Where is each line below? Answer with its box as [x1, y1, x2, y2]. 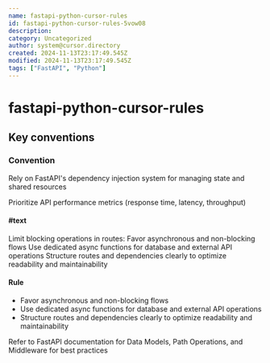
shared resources [8, 182, 67, 192]
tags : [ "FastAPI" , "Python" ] [8, 64, 106, 72]
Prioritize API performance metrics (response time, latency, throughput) [8, 197, 247, 207]
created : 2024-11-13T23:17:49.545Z [8, 49, 128, 57]
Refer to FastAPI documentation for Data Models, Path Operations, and [8, 337, 243, 347]
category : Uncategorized [8, 34, 92, 43]
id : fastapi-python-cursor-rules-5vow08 [8, 19, 147, 27]
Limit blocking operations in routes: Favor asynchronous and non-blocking [8, 233, 255, 243]
